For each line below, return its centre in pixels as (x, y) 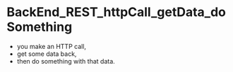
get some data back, (47, 54)
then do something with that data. (66, 61)
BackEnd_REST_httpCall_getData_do (116, 12)
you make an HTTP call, (51, 46)
